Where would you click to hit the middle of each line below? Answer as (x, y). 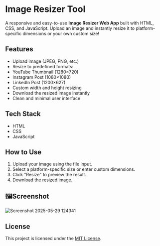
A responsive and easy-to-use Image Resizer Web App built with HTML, (80, 23)
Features (19, 49)
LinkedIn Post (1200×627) (39, 82)
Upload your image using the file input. (52, 164)
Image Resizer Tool (45, 9)
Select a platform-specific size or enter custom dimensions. (74, 169)
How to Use (23, 152)
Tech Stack (23, 114)
